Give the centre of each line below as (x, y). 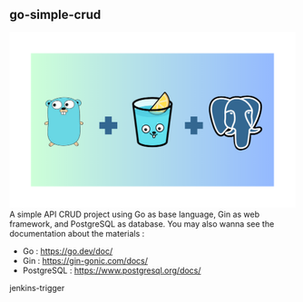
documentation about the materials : (77, 234)
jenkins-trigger (37, 288)
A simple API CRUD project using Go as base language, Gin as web (135, 214)
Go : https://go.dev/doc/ (68, 251)
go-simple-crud (55, 15)
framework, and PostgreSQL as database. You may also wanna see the (142, 224)
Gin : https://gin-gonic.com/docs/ (85, 261)
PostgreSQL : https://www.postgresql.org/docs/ (112, 270)
